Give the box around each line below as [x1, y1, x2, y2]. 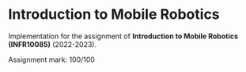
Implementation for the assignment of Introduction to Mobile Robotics [8, 31, 239, 41]
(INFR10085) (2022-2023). [8, 39, 97, 49]
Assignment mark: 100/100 [8, 55, 95, 64]
